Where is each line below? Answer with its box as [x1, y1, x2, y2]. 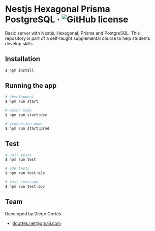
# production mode [5, 121, 43, 126]
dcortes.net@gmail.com [12, 220, 61, 226]
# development [5, 94, 34, 99]
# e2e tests [5, 166, 30, 171]
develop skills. [5, 40, 34, 46]
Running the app [5, 82, 57, 90]
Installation [5, 55, 40, 63]
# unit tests [5, 152, 32, 158]
